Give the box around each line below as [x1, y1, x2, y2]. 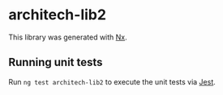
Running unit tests [8, 56, 103, 69]
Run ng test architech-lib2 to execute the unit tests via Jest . [8, 76, 217, 86]
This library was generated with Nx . [8, 32, 127, 42]
